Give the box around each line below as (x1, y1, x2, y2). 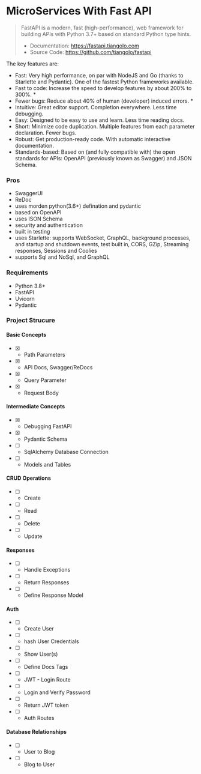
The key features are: (6, 60, 59, 67)
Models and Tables (23, 461, 71, 468)
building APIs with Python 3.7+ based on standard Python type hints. (20, 30, 191, 37)
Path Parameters (23, 351, 65, 358)
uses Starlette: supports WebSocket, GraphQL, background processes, (14, 234, 191, 241)
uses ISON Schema (14, 215, 63, 223)
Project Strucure (6, 316, 55, 325)
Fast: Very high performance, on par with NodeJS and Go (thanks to (14, 71, 184, 79)
